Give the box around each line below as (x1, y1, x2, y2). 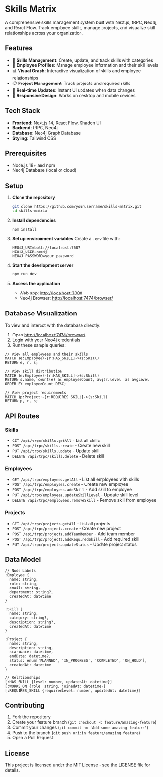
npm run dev (12, 272, 37, 276)
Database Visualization (5, 309, 77, 318)
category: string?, (9, 615, 49, 620)
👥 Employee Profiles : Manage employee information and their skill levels (12, 62, 159, 68)
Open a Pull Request (12, 735, 54, 741)
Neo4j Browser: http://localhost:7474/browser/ (19, 295, 113, 301)
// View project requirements (5, 390, 67, 395)
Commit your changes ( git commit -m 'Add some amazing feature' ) (12, 724, 149, 731)
